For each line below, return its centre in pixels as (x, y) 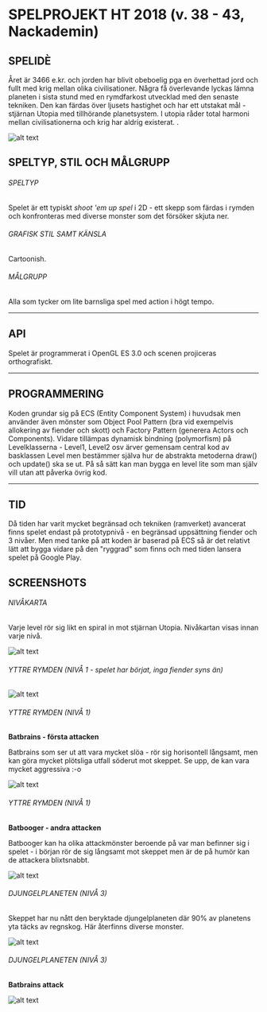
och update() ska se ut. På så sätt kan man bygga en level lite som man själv (133, 463)
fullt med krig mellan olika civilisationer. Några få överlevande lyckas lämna (131, 88)
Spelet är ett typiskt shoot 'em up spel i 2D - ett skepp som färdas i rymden (131, 207)
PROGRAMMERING (56, 394)
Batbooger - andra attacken (55, 828)
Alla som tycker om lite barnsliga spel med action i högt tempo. (111, 301)
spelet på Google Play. (45, 557)
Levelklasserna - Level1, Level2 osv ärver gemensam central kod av (119, 447)
